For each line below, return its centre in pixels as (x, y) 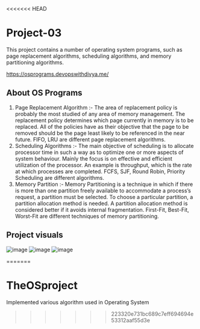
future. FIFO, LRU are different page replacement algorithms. (90, 139)
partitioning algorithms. (35, 62)
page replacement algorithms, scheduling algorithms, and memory (89, 56)
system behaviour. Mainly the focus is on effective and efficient (94, 158)
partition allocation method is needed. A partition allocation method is (101, 203)
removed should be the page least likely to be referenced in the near (100, 133)
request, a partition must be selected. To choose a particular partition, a (104, 197)
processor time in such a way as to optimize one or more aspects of (99, 152)
